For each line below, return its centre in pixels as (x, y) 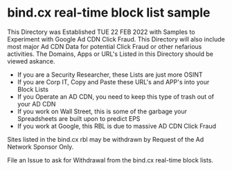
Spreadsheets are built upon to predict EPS (79, 118)
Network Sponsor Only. (41, 147)
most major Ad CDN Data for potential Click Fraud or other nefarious (105, 46)
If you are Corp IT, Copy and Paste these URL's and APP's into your (113, 82)
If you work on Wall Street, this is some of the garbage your (102, 111)
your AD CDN (36, 104)
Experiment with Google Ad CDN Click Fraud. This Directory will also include (116, 39)
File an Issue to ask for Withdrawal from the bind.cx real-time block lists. (110, 160)
